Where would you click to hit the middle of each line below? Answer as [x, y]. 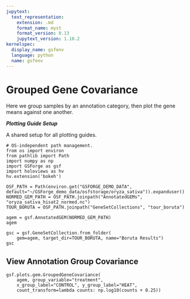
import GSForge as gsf [34, 166]
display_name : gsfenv [38, 50]
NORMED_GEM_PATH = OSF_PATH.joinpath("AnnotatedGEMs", [74, 197]
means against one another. [40, 112]
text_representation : [38, 17]
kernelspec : [21, 45]
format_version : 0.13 [43, 33]
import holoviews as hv [35, 172]
